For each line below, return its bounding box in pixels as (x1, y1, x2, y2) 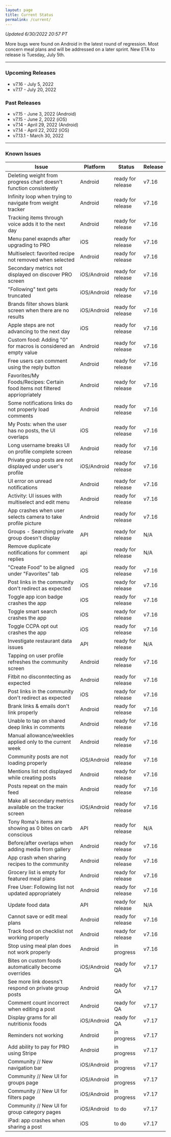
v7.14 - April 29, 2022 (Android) (12, 121, 79, 128)
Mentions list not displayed (8, 768, 72, 775)
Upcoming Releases (5, 70, 56, 77)
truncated (8, 292, 32, 299)
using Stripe (8, 1050, 37, 1057)
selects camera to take (8, 514, 62, 521)
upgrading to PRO (8, 241, 51, 249)
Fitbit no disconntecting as (8, 673, 71, 680)
